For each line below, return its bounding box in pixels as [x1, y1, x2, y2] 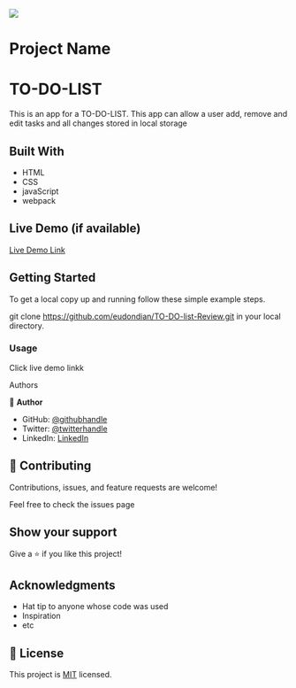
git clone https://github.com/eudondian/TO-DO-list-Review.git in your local [9, 311, 281, 321]
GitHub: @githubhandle [21, 414, 108, 424]
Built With [9, 143, 65, 158]
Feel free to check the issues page [9, 499, 135, 509]
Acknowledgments [9, 577, 117, 592]
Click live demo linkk [9, 362, 84, 373]
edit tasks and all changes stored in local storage [9, 118, 188, 128]
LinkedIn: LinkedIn [21, 432, 89, 443]
